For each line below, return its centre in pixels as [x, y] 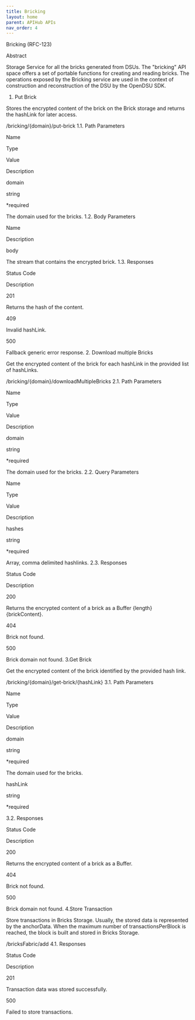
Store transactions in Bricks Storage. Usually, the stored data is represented [97, 920]
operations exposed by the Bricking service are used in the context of [90, 80]
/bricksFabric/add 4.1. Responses [46, 944]
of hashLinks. [22, 370]
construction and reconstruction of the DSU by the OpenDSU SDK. [86, 86]
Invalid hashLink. [26, 330]
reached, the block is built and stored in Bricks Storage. [73, 933]
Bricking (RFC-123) [29, 44]
